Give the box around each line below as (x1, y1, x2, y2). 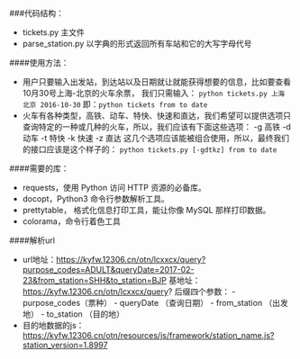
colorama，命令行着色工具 (22, 216, 122, 227)
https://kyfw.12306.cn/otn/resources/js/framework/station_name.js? (22, 330, 275, 340)
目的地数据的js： (22, 320, 85, 330)
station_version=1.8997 (22, 340, 108, 350)
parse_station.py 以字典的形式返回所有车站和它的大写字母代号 (22, 39, 252, 49)
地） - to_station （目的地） (22, 309, 124, 319)
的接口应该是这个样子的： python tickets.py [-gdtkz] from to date (22, 144, 277, 155)
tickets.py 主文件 (22, 27, 86, 38)
